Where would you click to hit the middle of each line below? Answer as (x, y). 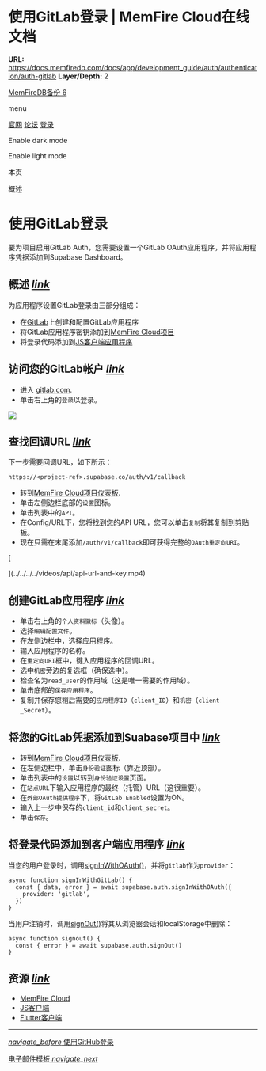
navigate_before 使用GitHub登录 (61, 1042)
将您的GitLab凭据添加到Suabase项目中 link (114, 737)
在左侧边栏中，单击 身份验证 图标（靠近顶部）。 (92, 767)
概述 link (29, 285)
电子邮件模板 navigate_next (53, 1058)
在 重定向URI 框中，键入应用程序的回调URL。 (89, 661)
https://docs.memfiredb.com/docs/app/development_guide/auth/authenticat (133, 67)
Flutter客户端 (41, 1017)
